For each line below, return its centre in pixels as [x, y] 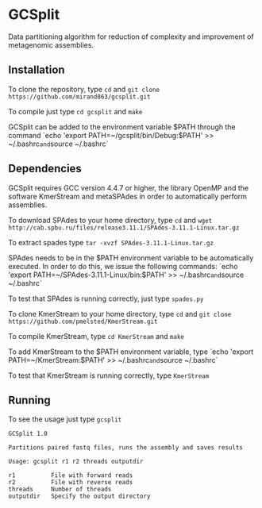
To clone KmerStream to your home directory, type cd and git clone [120, 314]
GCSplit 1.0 [28, 434]
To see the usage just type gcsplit [65, 419]
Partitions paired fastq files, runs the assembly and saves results [126, 448]
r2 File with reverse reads [71, 483]
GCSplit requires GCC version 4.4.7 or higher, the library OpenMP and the [128, 187]
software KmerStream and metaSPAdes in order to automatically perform [128, 196]
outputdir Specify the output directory [79, 496]
